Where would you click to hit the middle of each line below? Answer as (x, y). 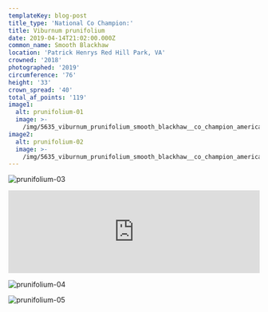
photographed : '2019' (44, 68)
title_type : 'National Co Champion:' (71, 23)
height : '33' (30, 82)
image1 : (21, 105)
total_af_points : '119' (48, 97)
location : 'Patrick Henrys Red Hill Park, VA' (87, 53)
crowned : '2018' (35, 61)
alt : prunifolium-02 (49, 142)
